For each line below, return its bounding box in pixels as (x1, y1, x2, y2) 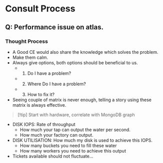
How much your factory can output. (19, 132, 93, 138)
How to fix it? (27, 91, 55, 97)
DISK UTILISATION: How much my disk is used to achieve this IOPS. (12, 137, 152, 143)
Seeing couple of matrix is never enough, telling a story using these (12, 97, 151, 103)
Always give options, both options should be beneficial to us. (12, 59, 138, 65)
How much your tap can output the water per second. (19, 127, 131, 133)
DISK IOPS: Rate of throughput (12, 121, 76, 127)
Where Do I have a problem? (27, 81, 86, 87)
